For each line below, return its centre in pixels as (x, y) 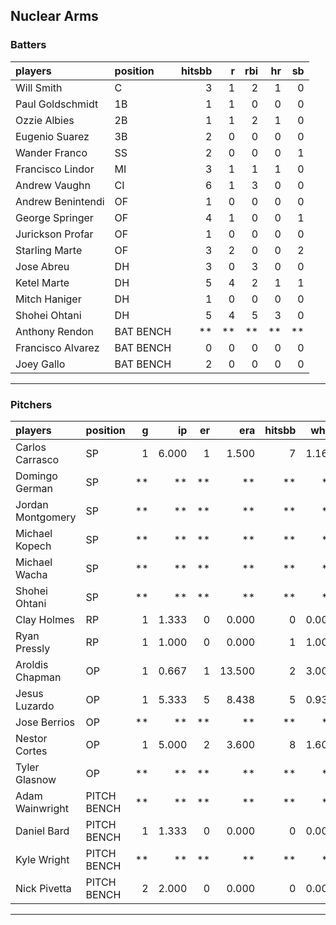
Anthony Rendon (54, 331)
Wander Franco (51, 152)
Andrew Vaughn (53, 185)
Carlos (31, 447)
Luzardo (35, 706)
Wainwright (42, 808)
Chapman (38, 677)
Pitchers (31, 404)
